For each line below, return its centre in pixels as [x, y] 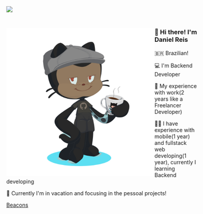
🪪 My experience [176, 86]
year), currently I [175, 162]
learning [165, 169]
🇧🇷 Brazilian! [172, 53]
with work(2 [170, 92]
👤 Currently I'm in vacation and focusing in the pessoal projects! [87, 193]
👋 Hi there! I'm [176, 32]
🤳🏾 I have [166, 123]
